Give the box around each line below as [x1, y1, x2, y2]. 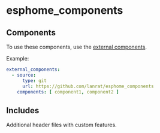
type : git [22, 77, 47, 84]
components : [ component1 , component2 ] [17, 89, 119, 95]
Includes [6, 105, 40, 116]
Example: [6, 55, 29, 62]
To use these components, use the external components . [6, 43, 147, 50]
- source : [11, 72, 36, 78]
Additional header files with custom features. [6, 121, 117, 129]
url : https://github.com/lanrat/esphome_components [22, 83, 154, 89]
